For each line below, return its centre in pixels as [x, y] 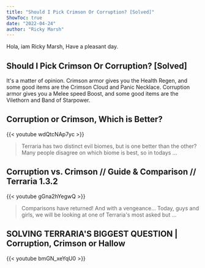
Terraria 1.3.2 [32, 182]
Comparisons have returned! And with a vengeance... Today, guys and [110, 208]
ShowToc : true [24, 18]
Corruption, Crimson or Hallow [66, 244]
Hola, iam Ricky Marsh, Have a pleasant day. [62, 47]
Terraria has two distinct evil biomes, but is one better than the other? [109, 146]
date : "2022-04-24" [31, 23]
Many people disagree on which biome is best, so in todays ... [99, 152]
